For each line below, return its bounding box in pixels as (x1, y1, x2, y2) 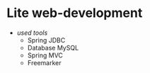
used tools (16, 28, 48, 37)
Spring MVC (27, 51, 63, 60)
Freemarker (27, 58, 62, 67)
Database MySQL (27, 43, 79, 52)
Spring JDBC (27, 35, 66, 44)
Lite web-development (6, 5, 143, 21)
